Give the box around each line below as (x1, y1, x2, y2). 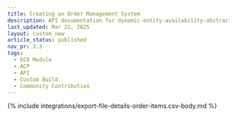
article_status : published (7, 37, 87, 44)
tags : (7, 50, 23, 57)
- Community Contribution (13, 82, 90, 90)
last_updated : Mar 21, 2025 (7, 23, 90, 30)
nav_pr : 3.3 (7, 43, 42, 50)
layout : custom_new (7, 30, 65, 37)
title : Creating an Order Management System (7, 10, 140, 18)
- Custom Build (13, 75, 59, 83)
